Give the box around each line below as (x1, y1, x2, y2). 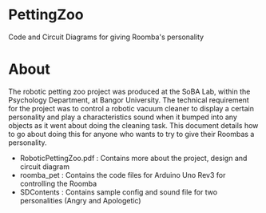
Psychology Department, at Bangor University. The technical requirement (8, 94, 249, 105)
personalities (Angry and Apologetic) (19, 195, 141, 205)
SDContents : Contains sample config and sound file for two (19, 187, 218, 197)
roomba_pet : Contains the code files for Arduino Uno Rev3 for (19, 170, 226, 179)
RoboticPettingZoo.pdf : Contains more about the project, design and (19, 153, 248, 163)
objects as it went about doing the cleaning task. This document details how (8, 120, 259, 130)
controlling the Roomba (19, 179, 97, 188)
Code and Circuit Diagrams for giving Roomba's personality (8, 32, 204, 42)
